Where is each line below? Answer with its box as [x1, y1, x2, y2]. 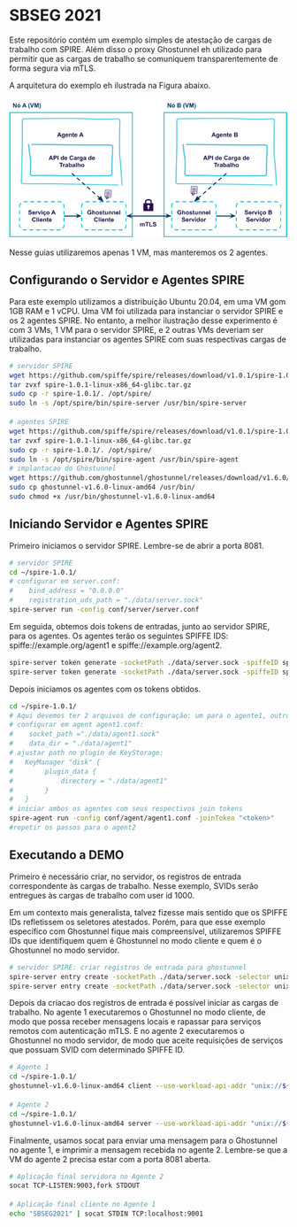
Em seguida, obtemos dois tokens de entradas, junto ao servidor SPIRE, [9, 621, 270, 631]
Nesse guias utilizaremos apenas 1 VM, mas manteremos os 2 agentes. [9, 247, 268, 258]
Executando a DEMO [9, 847, 125, 863]
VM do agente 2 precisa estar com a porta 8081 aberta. [9, 1154, 211, 1164]
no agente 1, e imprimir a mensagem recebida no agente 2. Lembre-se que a [9, 1144, 288, 1155]
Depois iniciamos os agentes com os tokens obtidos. [9, 683, 202, 694]
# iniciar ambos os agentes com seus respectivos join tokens [9, 805, 243, 814]
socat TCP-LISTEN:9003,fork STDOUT [9, 1181, 141, 1191]
